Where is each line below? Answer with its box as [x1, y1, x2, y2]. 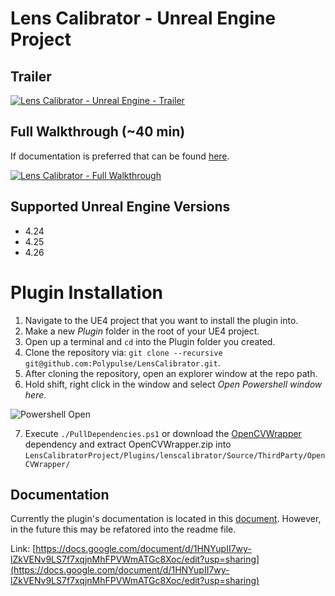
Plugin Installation [10, 281, 164, 304]
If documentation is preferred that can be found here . [10, 150, 230, 162]
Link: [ [10, 543, 37, 555]
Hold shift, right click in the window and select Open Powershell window [24, 378, 323, 390]
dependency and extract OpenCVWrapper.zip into [24, 438, 232, 450]
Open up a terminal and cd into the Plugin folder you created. [24, 335, 276, 347]
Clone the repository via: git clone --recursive [24, 346, 223, 358]
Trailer [10, 68, 52, 85]
